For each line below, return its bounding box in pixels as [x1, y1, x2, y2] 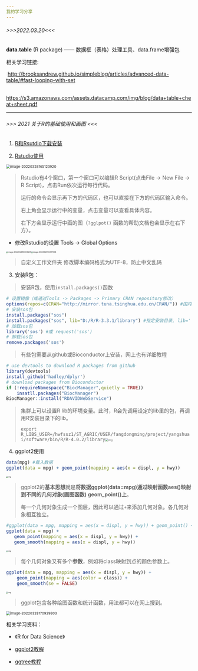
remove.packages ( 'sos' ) [6, 340, 65, 346]
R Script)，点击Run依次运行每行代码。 [20, 181, 114, 189]
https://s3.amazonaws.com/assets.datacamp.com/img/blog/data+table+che [6, 94, 192, 101]
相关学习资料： [6, 621, 42, 628]
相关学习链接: [6, 58, 39, 66]
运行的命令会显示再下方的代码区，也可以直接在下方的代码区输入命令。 [20, 194, 192, 201]
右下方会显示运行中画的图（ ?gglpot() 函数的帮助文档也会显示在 [20, 219, 176, 226]
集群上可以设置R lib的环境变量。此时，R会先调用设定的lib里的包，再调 [20, 407, 190, 414]
